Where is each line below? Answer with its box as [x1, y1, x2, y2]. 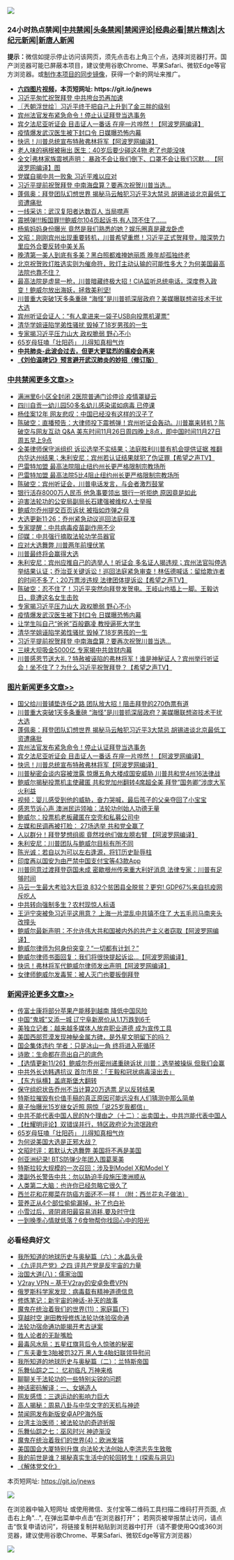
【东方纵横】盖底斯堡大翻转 [17, 1076, 97, 1085]
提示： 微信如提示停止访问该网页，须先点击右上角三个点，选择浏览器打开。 [7, 52, 221, 61]
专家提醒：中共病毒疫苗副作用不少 [17, 523, 116, 531]
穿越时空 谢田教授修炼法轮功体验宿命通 [17, 1314, 130, 1322]
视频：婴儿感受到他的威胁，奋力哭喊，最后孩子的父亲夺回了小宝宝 [17, 795, 207, 804]
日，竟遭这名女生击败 [17, 593, 79, 601]
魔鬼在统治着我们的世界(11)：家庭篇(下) [17, 1305, 130, 1313]
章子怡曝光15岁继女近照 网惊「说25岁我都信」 [17, 1103, 149, 1111]
